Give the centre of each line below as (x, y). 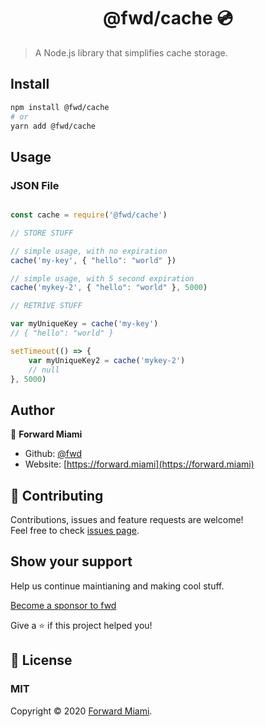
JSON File (35, 185)
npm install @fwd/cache (60, 107)
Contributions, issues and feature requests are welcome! (127, 520)
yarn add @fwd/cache (53, 126)
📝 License (41, 660)
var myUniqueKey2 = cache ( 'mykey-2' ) (107, 360)
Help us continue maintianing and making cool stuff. (117, 586)
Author (32, 410)
